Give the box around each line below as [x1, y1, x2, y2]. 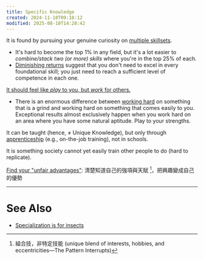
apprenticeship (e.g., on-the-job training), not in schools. [6, 135, 149, 143]
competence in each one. [15, 74, 79, 82]
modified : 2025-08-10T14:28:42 [6, 20, 86, 26]
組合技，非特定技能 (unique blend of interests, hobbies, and [15, 239, 165, 247]
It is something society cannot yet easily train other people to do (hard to [6, 147, 188, 155]
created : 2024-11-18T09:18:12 [6, 15, 83, 21]
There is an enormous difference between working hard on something [15, 98, 191, 105]
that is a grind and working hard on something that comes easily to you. [15, 104, 195, 112]
